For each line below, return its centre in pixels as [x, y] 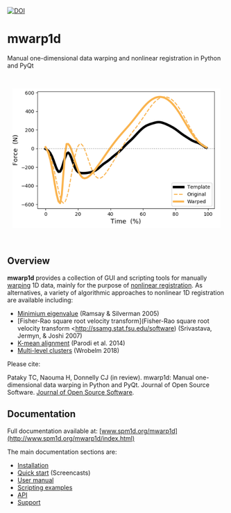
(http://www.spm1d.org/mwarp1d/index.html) [71, 438]
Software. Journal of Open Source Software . [71, 392]
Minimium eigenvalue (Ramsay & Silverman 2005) [88, 313]
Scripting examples [45, 487]
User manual [35, 480]
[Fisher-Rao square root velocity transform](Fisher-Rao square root [113, 321]
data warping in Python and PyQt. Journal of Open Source [127, 385]
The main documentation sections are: [62, 452]
